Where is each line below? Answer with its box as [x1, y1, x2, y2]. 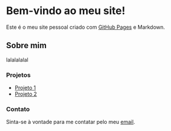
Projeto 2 [14, 90, 37, 98]
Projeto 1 [14, 84, 37, 92]
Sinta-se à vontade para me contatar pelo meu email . [6, 119, 136, 126]
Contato [6, 105, 30, 113]
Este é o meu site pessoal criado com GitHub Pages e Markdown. [6, 23, 165, 31]
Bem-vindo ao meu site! [6, 4, 126, 18]
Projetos [6, 70, 31, 79]
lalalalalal [6, 56, 28, 63]
